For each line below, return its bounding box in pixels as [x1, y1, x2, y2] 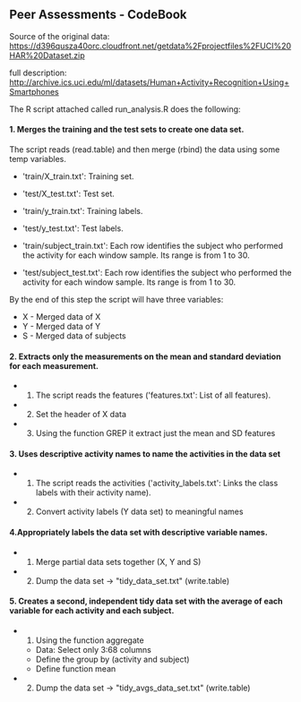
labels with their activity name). [35, 487, 151, 498]
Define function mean [35, 663, 116, 674]
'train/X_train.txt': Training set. [21, 171, 134, 182]
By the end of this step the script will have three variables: [9, 295, 224, 305]
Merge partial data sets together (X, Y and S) [35, 556, 202, 567]
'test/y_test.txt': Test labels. [21, 223, 124, 234]
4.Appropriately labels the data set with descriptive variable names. [9, 527, 269, 538]
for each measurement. [9, 360, 99, 371]
